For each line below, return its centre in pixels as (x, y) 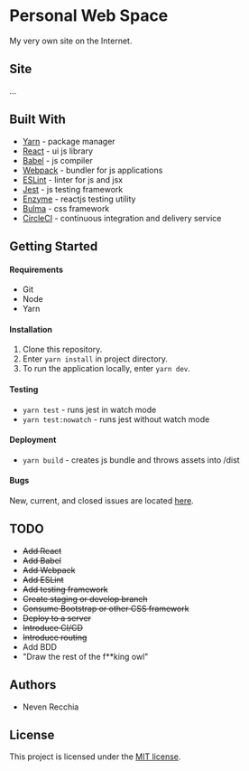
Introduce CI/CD (53, 627)
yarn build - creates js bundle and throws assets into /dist (131, 460)
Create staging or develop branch (85, 598)
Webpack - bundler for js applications (92, 170)
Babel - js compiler (57, 160)
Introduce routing (55, 637)
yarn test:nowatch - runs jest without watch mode (116, 419)
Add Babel (41, 560)
